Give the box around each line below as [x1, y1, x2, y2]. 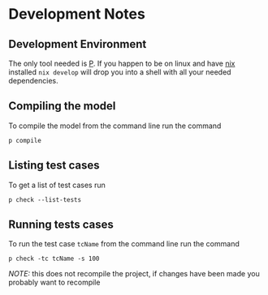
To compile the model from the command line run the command [8, 121, 222, 130]
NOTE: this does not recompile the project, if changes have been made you [8, 269, 260, 279]
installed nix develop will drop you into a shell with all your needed [8, 67, 231, 77]
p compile [8, 136, 42, 144]
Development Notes [8, 5, 146, 24]
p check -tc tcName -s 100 [8, 254, 100, 263]
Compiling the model [8, 99, 116, 113]
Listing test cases [8, 159, 100, 173]
